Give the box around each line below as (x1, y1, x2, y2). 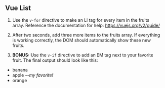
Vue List (5, 4, 31, 12)
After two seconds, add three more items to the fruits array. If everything (12, 32, 161, 38)
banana (12, 67, 28, 73)
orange (12, 77, 27, 83)
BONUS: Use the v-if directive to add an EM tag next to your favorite (12, 52, 154, 58)
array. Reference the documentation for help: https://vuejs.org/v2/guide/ (12, 22, 160, 28)
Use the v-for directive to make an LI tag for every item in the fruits (12, 17, 150, 23)
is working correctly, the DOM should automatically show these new (12, 37, 151, 43)
